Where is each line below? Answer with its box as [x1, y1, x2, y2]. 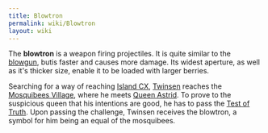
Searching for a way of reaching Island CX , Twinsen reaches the [8, 81, 222, 91]
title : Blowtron [8, 11, 63, 20]
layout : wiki [8, 27, 52, 35]
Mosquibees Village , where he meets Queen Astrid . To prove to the [8, 90, 232, 100]
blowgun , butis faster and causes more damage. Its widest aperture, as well [8, 57, 261, 67]
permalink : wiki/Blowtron [8, 19, 95, 27]
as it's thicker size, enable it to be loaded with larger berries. [8, 66, 210, 76]
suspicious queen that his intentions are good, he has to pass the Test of [8, 98, 250, 109]
